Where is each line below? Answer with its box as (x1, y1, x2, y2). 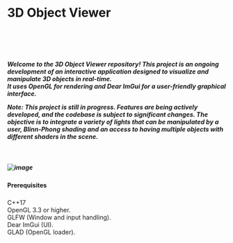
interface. (7, 89, 37, 98)
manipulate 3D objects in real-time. (7, 74, 113, 83)
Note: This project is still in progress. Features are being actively (7, 103, 198, 111)
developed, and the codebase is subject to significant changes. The (7, 110, 209, 119)
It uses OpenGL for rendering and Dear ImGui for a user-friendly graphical (7, 82, 226, 90)
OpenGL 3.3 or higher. (7, 206, 71, 215)
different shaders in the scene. (7, 132, 99, 140)
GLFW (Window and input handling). (7, 213, 111, 221)
